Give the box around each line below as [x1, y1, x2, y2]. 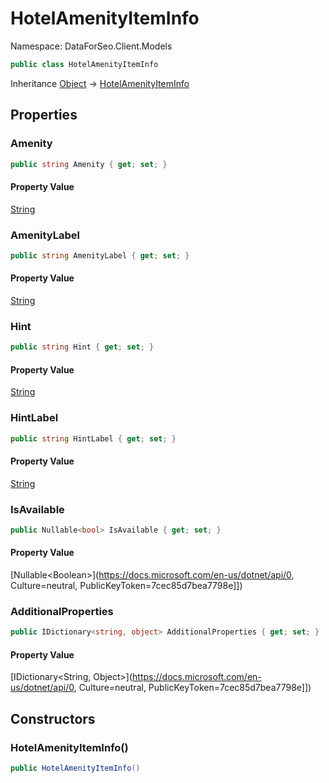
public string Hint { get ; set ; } [10, 342, 155, 352]
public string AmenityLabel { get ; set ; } [10, 250, 190, 261]
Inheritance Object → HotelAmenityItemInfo [10, 77, 190, 89]
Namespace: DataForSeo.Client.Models [10, 40, 173, 52]
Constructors [10, 710, 96, 727]
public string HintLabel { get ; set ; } [10, 433, 177, 444]
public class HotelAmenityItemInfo [10, 59, 159, 69]
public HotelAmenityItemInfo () [10, 763, 141, 774]
